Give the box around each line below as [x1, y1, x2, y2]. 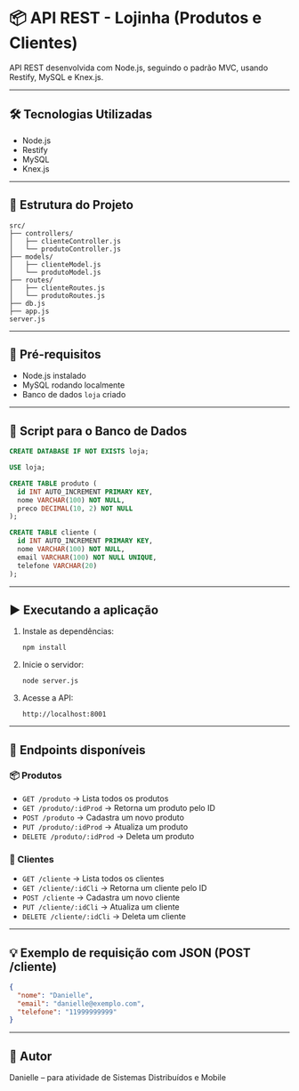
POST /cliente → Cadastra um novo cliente [21, 892, 181, 903]
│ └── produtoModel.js [9, 268, 101, 277]
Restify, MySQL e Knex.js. [9, 71, 104, 82]
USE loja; [9, 463, 46, 472]
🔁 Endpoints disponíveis [9, 742, 146, 758]
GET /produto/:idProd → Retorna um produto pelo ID [21, 802, 216, 813]
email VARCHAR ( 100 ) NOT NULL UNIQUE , [17, 553, 158, 562]
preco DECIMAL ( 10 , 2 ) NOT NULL [17, 504, 133, 513]
